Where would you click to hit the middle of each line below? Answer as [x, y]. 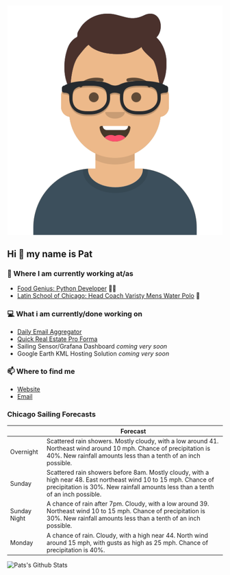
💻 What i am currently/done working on [75, 314]
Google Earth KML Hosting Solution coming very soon [93, 353]
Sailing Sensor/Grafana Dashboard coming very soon [92, 346]
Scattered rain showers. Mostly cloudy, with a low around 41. [133, 441]
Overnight [24, 452]
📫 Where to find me [41, 371]
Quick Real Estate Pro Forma [57, 339]
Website [29, 389]
